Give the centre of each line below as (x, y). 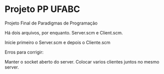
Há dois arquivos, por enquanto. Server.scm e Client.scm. (64, 32)
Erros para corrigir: (24, 52)
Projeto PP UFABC (42, 9)
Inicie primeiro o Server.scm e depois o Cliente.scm (58, 42)
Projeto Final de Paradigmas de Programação (51, 23)
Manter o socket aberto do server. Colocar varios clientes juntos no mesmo (82, 61)
